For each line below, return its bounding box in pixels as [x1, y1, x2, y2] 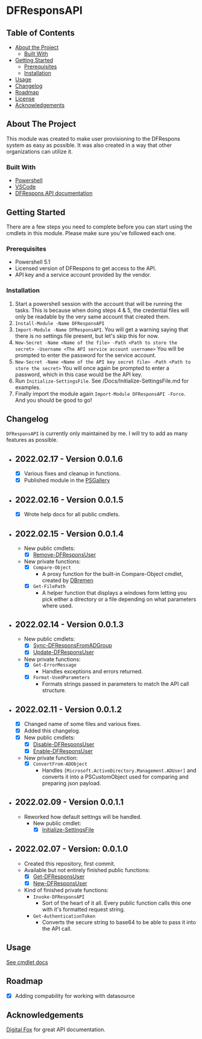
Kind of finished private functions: [24, 886, 109, 893]
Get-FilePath [33, 583, 66, 589]
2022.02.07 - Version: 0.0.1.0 [14, 844, 128, 854]
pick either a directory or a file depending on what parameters [42, 595, 197, 603]
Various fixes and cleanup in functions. [24, 470, 121, 477]
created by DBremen [42, 577, 93, 584]
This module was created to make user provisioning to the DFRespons [6, 135, 181, 142]
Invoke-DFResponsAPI [33, 894, 85, 900]
